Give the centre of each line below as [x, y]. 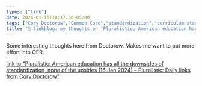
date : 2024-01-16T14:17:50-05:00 [48, 17]
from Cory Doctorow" [33, 76]
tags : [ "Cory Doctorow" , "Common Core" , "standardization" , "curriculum [95, 23]
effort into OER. [25, 52]
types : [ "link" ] [26, 12]
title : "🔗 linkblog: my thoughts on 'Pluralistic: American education [96, 29]
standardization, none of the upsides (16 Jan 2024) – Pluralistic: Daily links [98, 70]
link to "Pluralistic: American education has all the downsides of [85, 64]
